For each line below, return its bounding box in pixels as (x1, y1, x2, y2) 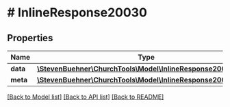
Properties (7, 32, 53, 44)
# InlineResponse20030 (7, 5, 147, 21)
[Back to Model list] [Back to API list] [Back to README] (7, 93, 164, 101)
